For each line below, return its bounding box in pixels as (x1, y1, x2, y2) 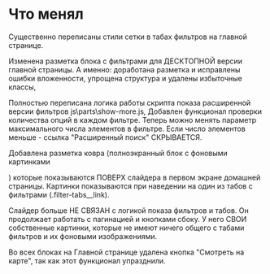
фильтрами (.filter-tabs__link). (8, 189, 110, 199)
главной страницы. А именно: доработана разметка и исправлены (8, 64, 241, 74)
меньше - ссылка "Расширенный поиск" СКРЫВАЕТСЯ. (8, 132, 202, 142)
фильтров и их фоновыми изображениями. (8, 231, 158, 241)
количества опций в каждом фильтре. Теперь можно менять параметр (8, 115, 257, 124)
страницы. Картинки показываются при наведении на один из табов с (8, 180, 254, 191)
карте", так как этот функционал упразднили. (8, 255, 166, 265)
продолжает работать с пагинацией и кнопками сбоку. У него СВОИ (8, 214, 247, 224)
